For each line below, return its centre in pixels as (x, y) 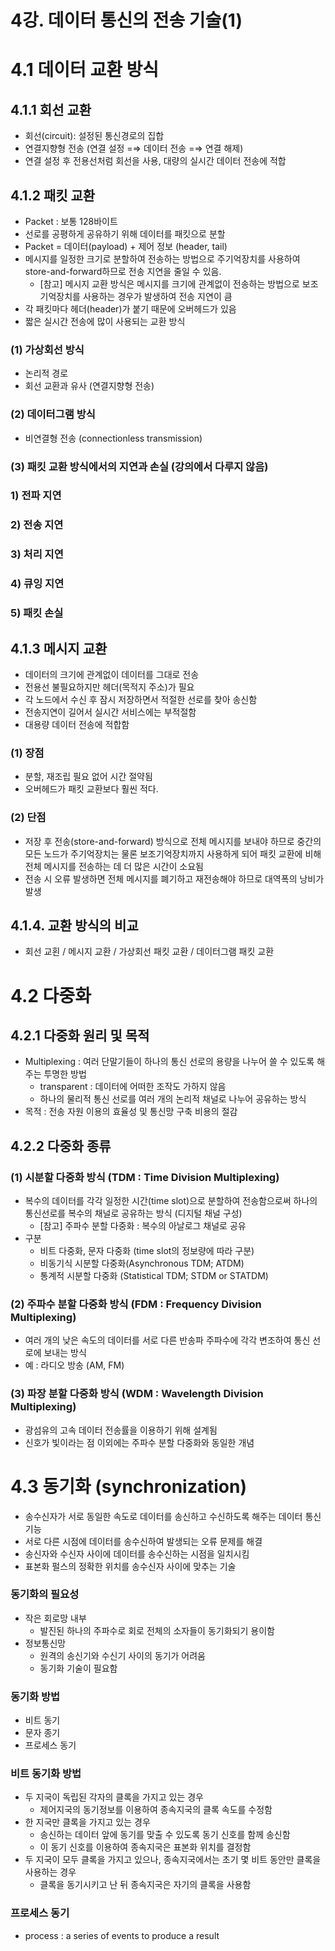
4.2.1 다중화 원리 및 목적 (80, 1035)
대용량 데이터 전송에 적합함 (77, 724)
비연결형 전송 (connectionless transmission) (113, 438)
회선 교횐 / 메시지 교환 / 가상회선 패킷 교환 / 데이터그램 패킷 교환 (149, 952)
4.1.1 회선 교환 (51, 109)
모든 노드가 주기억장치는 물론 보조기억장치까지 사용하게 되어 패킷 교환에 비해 (173, 853)
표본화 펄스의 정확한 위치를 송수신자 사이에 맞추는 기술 (130, 1566)
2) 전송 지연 (37, 525)
